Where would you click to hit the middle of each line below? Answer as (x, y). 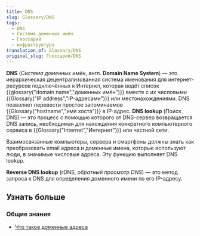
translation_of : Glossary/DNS (44, 51)
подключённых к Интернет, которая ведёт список (96, 86)
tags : (13, 23)
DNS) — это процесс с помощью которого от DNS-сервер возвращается (99, 117)
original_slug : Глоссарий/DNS (44, 56)
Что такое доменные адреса (51, 227)
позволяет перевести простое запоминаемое (65, 104)
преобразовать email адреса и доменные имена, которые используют (96, 148)
